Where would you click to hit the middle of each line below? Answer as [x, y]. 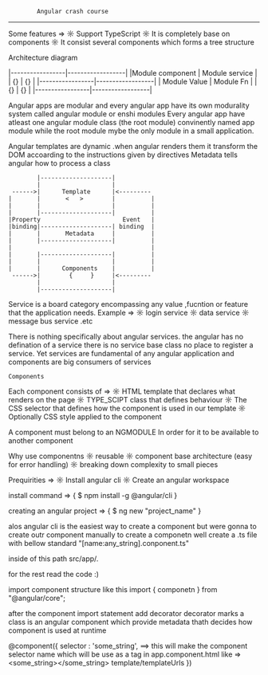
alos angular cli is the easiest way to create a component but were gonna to [132, 526]
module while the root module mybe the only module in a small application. [131, 131]
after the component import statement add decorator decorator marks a [126, 613]
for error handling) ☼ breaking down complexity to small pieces [113, 465]
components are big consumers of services [80, 362]
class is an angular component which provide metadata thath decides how [130, 622]
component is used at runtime [57, 630]
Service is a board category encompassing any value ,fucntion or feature [128, 304]
